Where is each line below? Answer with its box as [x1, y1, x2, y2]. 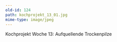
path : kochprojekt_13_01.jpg [5, 12, 68, 17]
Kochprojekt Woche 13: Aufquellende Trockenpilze [5, 31, 112, 37]
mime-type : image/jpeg [5, 17, 54, 22]
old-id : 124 [5, 7, 31, 13]
